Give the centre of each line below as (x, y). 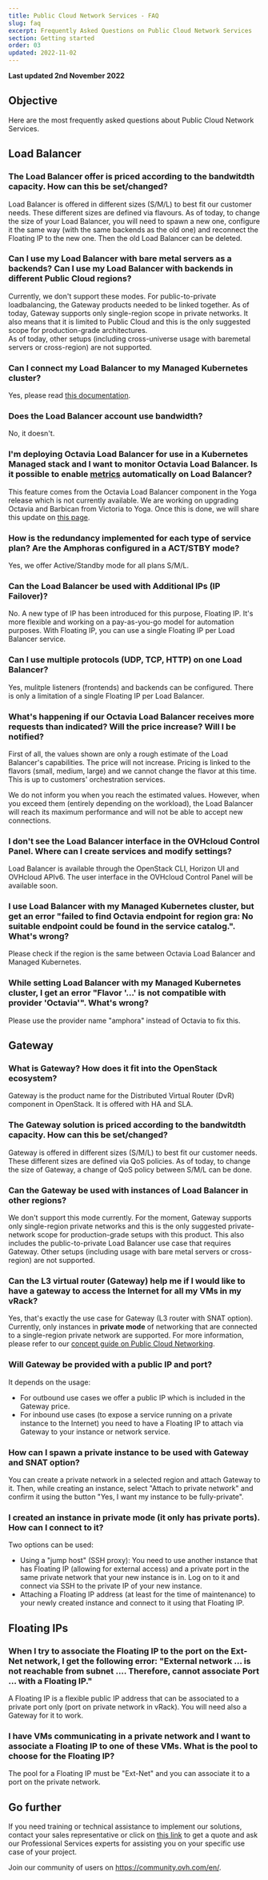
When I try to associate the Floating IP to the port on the (119, 1651)
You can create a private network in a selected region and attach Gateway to (134, 1479)
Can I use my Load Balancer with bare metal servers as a (120, 259)
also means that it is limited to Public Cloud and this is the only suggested (129, 322)
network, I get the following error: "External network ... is (138, 1661)
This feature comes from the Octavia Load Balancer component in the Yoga (133, 491)
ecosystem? (33, 1079)
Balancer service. (37, 639)
